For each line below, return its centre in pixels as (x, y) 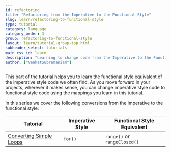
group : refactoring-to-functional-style (49, 39)
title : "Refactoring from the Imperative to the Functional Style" (78, 15)
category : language (26, 29)
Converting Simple (30, 136)
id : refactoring (22, 10)
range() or (117, 137)
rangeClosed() (122, 142)
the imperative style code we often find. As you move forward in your (78, 82)
